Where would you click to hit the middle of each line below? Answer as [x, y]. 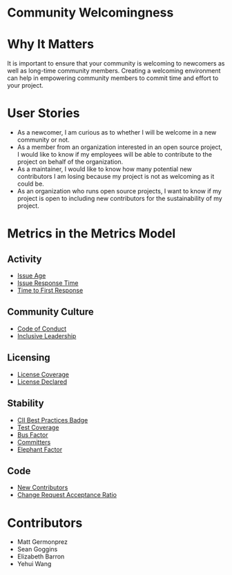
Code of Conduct [42, 329]
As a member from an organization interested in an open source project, [120, 147]
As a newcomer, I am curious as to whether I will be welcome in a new [117, 133]
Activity [25, 259]
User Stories [43, 114]
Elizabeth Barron [41, 556]
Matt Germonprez [42, 542]
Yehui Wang [34, 564]
